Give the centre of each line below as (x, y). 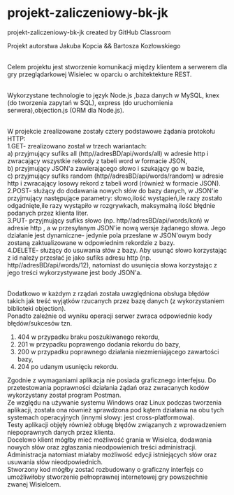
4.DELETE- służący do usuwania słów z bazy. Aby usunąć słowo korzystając (117, 250)
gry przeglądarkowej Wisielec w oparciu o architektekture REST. (100, 74)
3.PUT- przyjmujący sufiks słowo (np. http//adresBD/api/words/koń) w (108, 220)
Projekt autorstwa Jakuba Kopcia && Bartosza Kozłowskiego (94, 46)
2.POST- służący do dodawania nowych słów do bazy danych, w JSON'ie (113, 190)
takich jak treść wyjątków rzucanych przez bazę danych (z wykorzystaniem (116, 301)
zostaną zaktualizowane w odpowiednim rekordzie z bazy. (91, 242)
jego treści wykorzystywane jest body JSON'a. (74, 272)
